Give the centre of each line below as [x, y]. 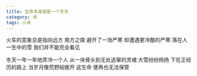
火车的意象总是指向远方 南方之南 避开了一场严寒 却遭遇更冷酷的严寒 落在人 [97, 40]
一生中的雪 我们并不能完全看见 [43, 47]
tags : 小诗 [19, 22]
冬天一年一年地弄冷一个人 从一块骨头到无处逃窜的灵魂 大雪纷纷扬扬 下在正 [96, 60]
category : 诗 [22, 17]
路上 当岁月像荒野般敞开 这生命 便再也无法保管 [73, 67]
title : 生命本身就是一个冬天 [37, 11]
